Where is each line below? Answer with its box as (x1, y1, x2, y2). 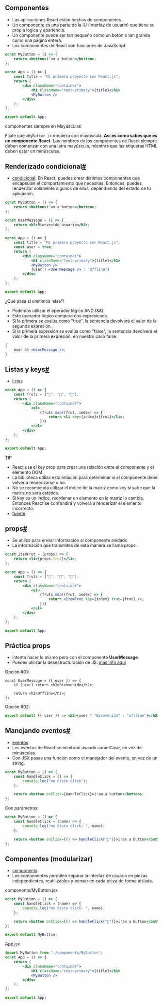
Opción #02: (5, 704, 30, 710)
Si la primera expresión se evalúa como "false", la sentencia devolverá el (12, 328, 158, 334)
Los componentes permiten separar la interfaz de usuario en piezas (12, 873, 148, 879)
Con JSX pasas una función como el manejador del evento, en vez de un (12, 755, 158, 761)
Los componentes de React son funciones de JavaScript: (12, 42, 127, 48)
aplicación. (12, 191, 34, 196)
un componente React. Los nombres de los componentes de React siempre (5, 138, 157, 144)
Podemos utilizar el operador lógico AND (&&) (12, 308, 104, 313)
